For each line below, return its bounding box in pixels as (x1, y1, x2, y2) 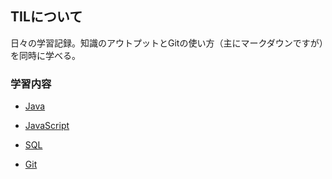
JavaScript (24, 120, 70, 132)
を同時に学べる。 (10, 49, 81, 61)
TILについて (10, 8, 83, 26)
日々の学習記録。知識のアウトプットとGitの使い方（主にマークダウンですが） (10, 37, 324, 49)
